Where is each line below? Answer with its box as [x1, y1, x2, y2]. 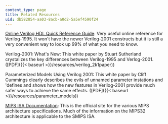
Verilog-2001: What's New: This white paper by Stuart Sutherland [5, 51, 142, 57]
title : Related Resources [5, 12, 60, 17]
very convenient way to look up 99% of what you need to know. [5, 41, 138, 47]
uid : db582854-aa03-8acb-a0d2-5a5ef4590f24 [5, 17, 99, 22]
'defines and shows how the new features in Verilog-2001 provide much [5, 82, 155, 88]
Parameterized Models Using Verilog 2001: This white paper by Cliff [5, 72, 147, 78]
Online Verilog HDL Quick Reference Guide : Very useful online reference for [5, 31, 163, 37]
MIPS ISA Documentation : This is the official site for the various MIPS [5, 103, 149, 109]
